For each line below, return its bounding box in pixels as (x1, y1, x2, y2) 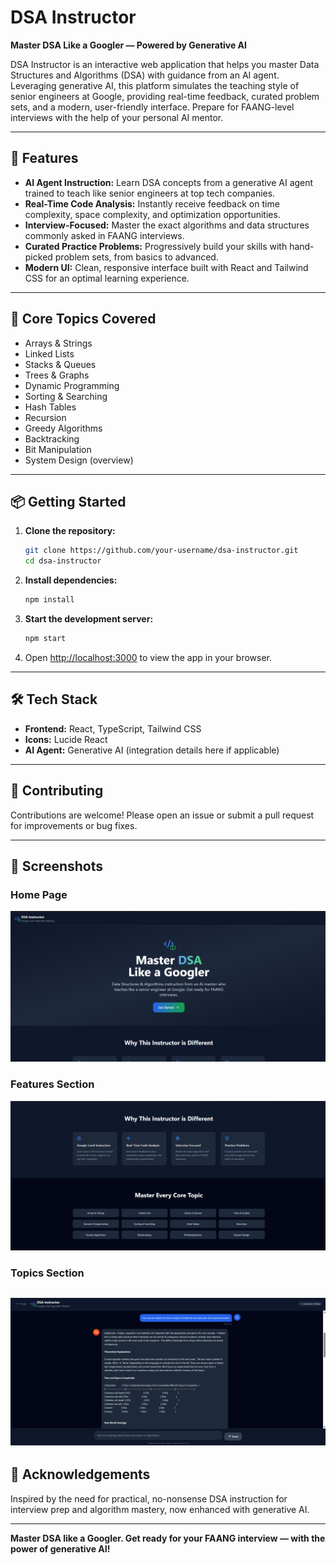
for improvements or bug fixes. (10, 819, 138, 831)
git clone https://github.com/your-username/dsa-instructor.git (24, 546, 299, 556)
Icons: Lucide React (24, 733, 108, 745)
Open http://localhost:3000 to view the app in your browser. (24, 651, 273, 663)
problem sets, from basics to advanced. (54, 251, 219, 263)
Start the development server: (24, 613, 154, 625)
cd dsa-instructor (24, 556, 102, 566)
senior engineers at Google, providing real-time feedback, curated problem (10, 90, 320, 102)
